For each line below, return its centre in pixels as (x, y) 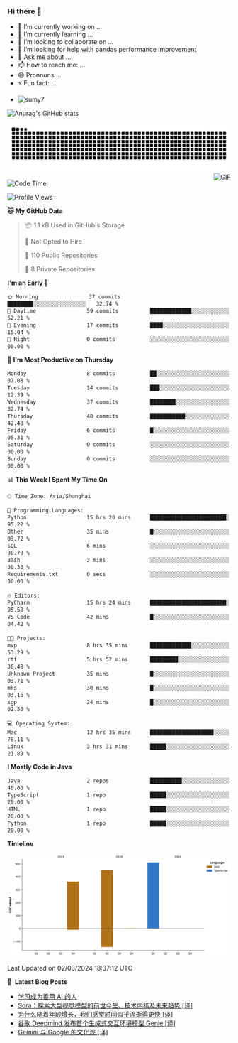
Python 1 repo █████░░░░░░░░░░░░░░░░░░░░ (119, 823)
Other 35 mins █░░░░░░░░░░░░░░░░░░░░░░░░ (119, 532)
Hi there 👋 (25, 11)
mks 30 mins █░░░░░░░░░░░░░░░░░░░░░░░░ (119, 688)
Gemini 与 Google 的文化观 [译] (63, 1032)
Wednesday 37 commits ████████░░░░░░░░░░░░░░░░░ (119, 402)
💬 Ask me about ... (44, 57)
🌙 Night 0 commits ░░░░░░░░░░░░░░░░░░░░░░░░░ (119, 340)
